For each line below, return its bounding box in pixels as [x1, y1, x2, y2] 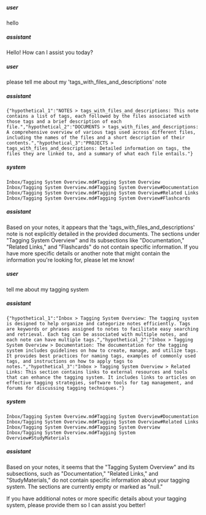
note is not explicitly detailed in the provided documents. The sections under [6, 230, 200, 238]
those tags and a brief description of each [6, 118, 122, 125]
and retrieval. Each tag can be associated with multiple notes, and [6, 331, 188, 338]
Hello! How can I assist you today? [6, 48, 93, 56]
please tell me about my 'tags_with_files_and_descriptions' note [6, 78, 167, 85]
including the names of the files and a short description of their [6, 134, 185, 141]
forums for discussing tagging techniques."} [6, 385, 124, 391]
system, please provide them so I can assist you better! [6, 501, 146, 508]
